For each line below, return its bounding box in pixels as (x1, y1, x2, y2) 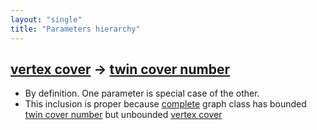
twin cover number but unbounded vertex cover (24, 109, 223, 121)
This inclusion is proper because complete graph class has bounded (24, 98, 307, 110)
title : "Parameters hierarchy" (10, 24, 141, 34)
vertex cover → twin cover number (10, 61, 230, 78)
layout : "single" (10, 14, 83, 25)
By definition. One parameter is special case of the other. (24, 87, 260, 100)
